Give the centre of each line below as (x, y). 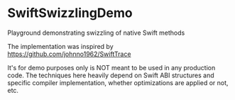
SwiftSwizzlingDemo (70, 13)
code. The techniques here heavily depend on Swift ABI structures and (111, 75)
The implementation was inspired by (60, 46)
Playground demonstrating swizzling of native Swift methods (96, 33)
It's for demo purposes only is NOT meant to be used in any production (111, 67)
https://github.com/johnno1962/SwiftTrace (69, 54)
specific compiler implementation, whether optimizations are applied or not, (118, 82)
